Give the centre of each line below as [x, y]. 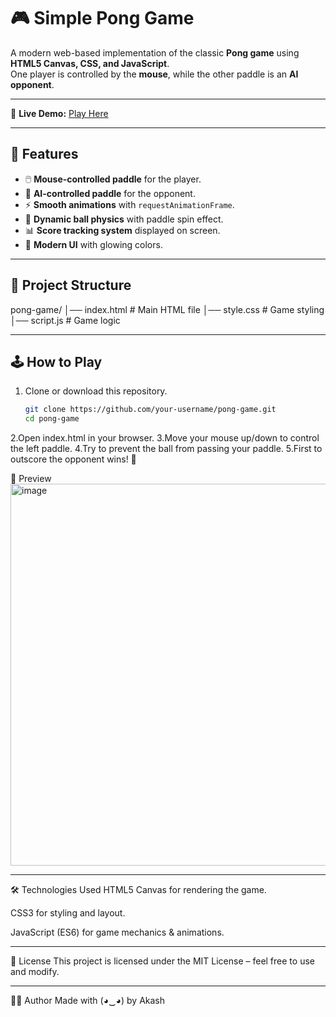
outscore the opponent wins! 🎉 [73, 459]
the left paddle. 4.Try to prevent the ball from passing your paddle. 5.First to [166, 449]
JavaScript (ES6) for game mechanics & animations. [117, 932]
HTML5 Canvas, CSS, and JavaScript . [90, 63]
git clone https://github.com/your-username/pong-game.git [150, 410]
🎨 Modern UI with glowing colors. [93, 244]
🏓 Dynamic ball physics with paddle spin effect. [124, 219]
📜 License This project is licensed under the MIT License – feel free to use [162, 961]
